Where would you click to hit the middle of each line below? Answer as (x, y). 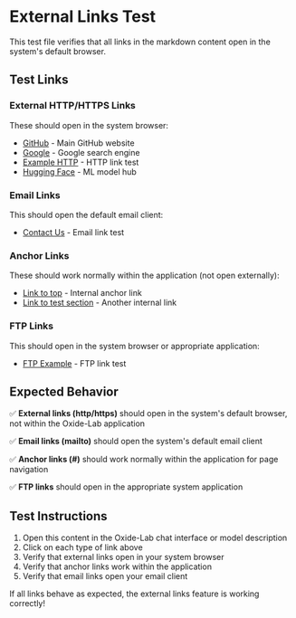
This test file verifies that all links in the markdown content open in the (140, 42)
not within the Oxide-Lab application (77, 423)
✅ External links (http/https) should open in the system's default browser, (148, 414)
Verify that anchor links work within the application (117, 566)
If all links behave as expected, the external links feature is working (134, 594)
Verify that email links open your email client (105, 576)
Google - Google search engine (81, 152)
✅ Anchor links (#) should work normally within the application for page (144, 460)
